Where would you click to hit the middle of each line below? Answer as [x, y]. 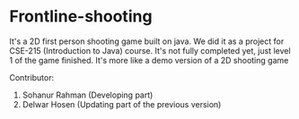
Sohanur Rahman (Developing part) [88, 95]
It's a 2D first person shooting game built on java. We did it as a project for [147, 41]
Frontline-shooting [81, 17]
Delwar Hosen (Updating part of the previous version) [122, 104]
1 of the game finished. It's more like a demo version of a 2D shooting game [149, 60]
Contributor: [32, 77]
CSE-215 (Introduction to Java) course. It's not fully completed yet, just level [150, 50]
